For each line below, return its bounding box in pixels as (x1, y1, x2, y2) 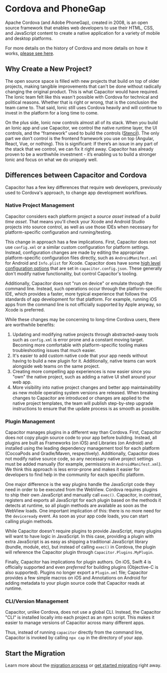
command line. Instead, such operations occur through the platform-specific (5, 285, 163, 292)
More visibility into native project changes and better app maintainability (12, 384, 161, 390)
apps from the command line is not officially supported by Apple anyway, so (5, 301, 162, 307)
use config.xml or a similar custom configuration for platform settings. (5, 244, 150, 250)
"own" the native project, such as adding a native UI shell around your (12, 373, 156, 379)
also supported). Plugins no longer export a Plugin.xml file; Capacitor (5, 569, 148, 576)
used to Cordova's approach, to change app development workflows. (5, 189, 148, 195)
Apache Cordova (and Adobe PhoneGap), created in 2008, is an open (5, 19, 149, 25)
